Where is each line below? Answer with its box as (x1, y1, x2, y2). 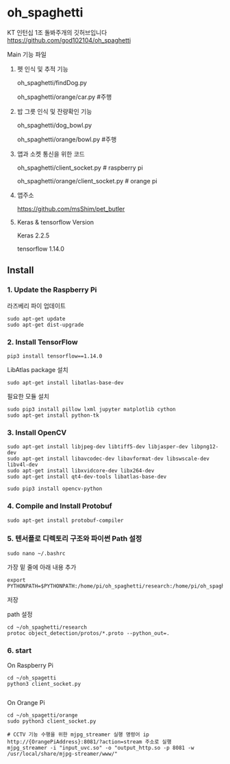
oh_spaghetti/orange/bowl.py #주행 (16, 135, 117, 143)
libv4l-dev (7, 461, 38, 468)
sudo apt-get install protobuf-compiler (7, 517, 125, 524)
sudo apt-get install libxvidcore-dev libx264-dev (7, 467, 155, 474)
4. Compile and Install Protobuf (7, 501, 113, 511)
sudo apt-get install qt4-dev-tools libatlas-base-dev (7, 474, 167, 481)
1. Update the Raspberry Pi (7, 285, 97, 294)
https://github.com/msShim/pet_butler (16, 205, 125, 213)
